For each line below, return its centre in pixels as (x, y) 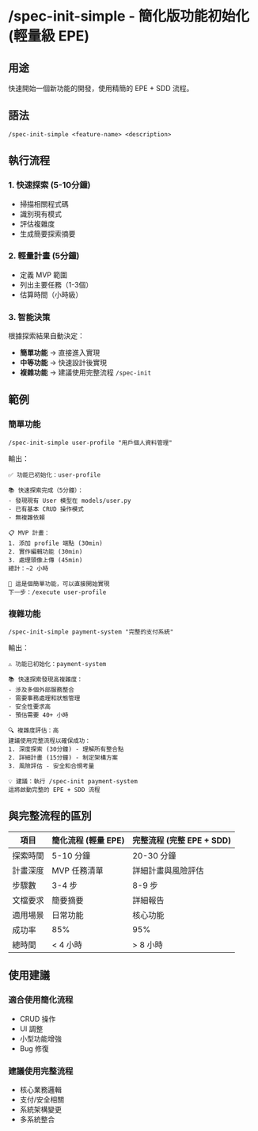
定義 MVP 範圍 (43, 275)
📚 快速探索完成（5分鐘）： (46, 490)
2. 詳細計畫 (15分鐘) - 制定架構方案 (63, 758)
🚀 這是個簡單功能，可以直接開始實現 (59, 584)
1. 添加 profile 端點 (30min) (55, 543)
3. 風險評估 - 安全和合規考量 (51, 766)
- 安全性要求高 (30, 707)
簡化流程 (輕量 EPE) (88, 840)
